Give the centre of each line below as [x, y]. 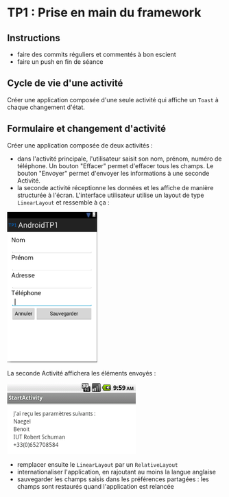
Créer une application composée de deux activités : [80, 145]
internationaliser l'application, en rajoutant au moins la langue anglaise [116, 472]
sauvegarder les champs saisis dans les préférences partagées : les [113, 479]
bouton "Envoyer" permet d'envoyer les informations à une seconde [113, 173]
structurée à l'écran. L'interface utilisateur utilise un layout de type [110, 195]
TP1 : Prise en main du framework [104, 13]
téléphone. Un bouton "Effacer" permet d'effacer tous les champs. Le [115, 165]
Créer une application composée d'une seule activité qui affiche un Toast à [113, 100]
